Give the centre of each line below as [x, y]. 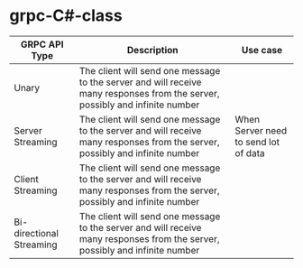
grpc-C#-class [66, 16]
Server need [261, 130]
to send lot [257, 142]
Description [152, 50]
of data [250, 152]
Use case [262, 50]
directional [36, 233]
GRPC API [42, 44]
